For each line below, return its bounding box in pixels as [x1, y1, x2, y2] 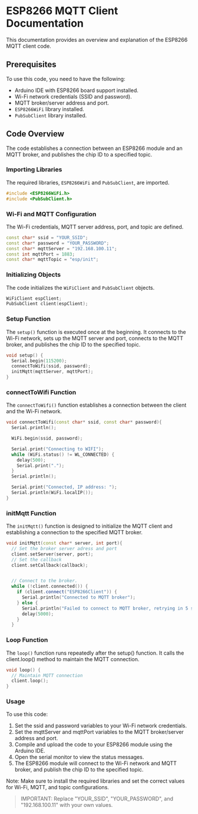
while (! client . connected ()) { [11, 583, 88, 590]
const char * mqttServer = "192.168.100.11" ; [6, 246, 117, 251]
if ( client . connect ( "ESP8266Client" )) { [16, 589, 117, 595]
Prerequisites [6, 60, 57, 70]
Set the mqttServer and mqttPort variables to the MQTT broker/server [14, 728, 184, 735]
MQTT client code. [6, 43, 51, 50]
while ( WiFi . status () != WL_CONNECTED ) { [11, 452, 115, 457]
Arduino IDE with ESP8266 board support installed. [14, 87, 138, 94]
